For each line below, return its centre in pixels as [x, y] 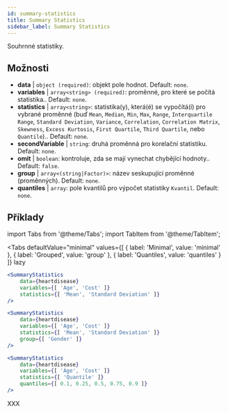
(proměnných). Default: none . [58, 180]
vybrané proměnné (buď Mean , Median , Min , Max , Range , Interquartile [115, 115]
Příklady [26, 217]
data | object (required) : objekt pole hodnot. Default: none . [103, 85]
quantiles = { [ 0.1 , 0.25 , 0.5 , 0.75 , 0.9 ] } [84, 384]
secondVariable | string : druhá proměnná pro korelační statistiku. [112, 144]
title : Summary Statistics [46, 20]
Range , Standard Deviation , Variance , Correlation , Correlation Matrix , [119, 121]
